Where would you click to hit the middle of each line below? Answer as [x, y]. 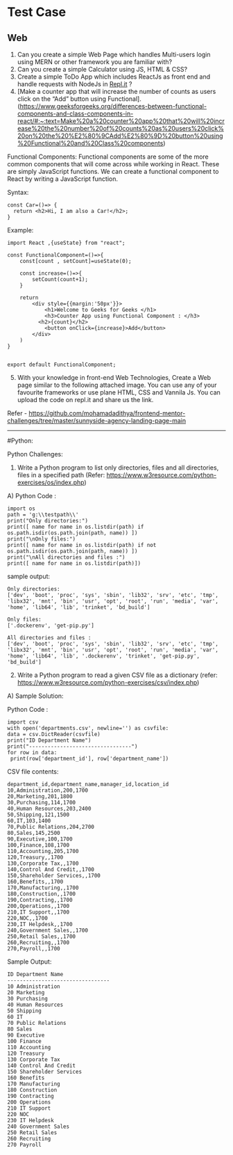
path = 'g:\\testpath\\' [43, 515]
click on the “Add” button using [61, 99]
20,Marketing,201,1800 [40, 797]
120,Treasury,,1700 [35, 857]
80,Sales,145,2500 [34, 833]
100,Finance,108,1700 [38, 845]
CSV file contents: [33, 772]
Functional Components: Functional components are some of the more [108, 157]
